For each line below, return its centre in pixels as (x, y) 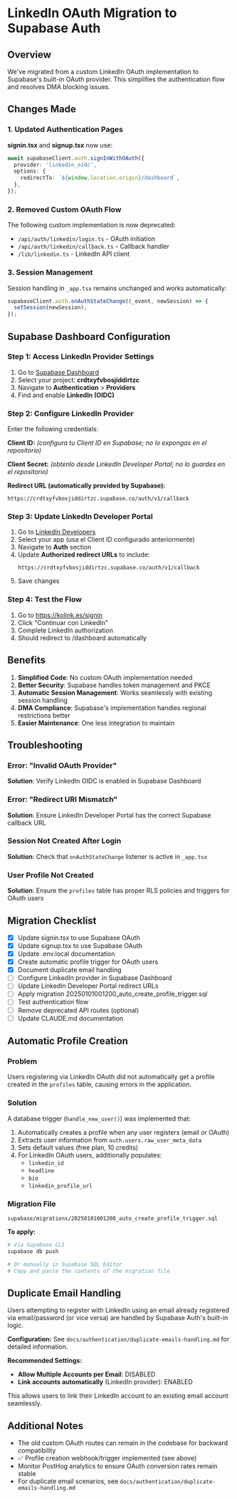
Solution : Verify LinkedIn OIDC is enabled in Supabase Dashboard (104, 781)
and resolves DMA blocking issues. (59, 87)
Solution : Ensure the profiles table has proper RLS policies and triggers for (118, 891)
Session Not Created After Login (64, 841)
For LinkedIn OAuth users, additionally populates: (90, 1155)
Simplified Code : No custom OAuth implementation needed (105, 677)
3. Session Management (50, 272)
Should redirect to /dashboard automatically (82, 638)
